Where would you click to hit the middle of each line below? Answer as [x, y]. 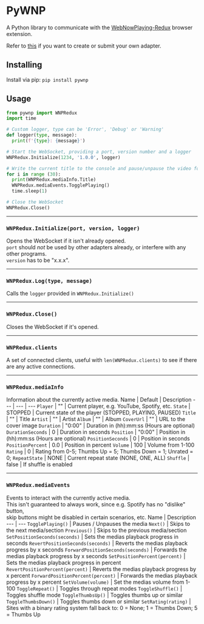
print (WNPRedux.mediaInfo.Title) [54, 180]
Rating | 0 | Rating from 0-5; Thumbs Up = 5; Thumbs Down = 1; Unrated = [100, 452]
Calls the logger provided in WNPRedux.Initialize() [70, 294]
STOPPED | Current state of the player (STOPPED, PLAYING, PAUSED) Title [101, 413]
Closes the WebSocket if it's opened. [53, 327]
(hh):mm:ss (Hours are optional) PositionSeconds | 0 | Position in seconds [98, 439]
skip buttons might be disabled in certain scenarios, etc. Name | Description [101, 517]
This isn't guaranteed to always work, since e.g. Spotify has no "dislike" [96, 504]
